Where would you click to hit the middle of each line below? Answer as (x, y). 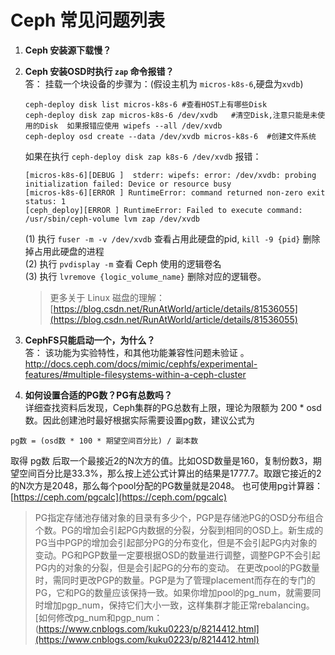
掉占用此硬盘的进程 (64, 251)
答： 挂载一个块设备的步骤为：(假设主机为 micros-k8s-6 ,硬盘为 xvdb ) (164, 83)
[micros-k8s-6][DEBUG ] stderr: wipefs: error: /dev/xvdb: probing (170, 175)
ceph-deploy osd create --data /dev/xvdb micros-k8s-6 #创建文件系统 (170, 136)
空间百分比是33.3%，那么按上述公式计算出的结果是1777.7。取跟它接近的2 (170, 473)
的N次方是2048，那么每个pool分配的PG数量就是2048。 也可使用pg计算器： (166, 485)
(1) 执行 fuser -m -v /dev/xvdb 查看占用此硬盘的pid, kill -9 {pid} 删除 (172, 238)
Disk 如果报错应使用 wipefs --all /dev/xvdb (131, 126)
